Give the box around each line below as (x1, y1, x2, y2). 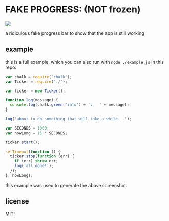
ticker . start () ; (5, 140, 40, 145)
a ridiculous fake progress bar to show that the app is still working (5, 30, 144, 36)
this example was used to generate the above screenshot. (5, 182, 128, 188)
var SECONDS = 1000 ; (5, 125, 50, 131)
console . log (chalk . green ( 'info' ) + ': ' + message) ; (10, 102, 130, 107)
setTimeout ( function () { (5, 149, 60, 154)
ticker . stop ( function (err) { (10, 154, 74, 159)
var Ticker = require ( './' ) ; (5, 79, 68, 84)
